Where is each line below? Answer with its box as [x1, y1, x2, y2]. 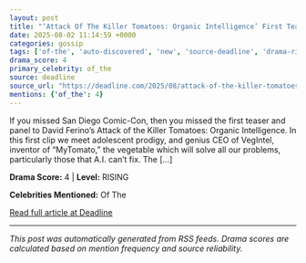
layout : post [9, 13, 59, 23]
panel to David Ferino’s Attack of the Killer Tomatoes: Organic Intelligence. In [9, 124, 297, 135]
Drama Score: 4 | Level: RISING [9, 171, 129, 183]
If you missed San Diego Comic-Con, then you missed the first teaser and [9, 115, 286, 126]
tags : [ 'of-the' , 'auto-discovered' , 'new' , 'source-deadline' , [9, 47, 259, 57]
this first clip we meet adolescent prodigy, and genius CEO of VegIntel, [9, 134, 275, 145]
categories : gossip [9, 38, 84, 48]
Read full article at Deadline [9, 206, 113, 217]
